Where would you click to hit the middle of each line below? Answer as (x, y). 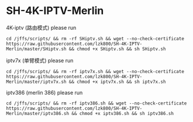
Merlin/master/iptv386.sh (37, 113)
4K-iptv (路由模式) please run (41, 27)
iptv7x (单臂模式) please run (40, 60)
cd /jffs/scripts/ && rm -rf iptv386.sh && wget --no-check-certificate (96, 103)
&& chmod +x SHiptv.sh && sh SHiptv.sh (117, 49)
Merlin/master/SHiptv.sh (36, 49)
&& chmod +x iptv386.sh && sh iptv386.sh (123, 113)
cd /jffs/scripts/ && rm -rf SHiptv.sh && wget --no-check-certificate (95, 39)
